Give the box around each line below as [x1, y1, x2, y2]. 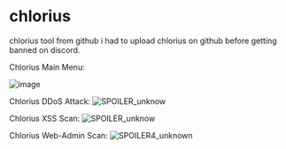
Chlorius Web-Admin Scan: [9, 130, 108, 140]
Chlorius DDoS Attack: [9, 95, 91, 107]
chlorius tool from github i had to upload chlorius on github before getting [9, 35, 277, 46]
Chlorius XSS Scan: [9, 113, 81, 123]
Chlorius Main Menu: [9, 62, 86, 72]
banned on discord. [9, 44, 81, 55]
